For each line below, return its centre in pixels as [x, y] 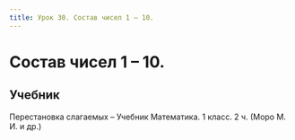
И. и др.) [26, 126]
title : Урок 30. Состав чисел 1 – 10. [82, 17]
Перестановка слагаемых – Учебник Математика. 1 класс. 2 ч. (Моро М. [148, 117]
